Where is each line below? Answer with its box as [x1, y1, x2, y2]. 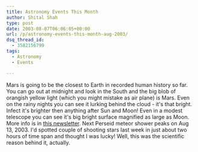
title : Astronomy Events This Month [6, 8, 98, 15]
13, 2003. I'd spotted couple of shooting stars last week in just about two [6, 126, 187, 133]
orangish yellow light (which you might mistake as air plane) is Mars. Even [6, 94, 190, 101]
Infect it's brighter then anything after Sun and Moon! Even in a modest [6, 107, 183, 114]
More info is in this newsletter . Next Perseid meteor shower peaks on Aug [6, 119, 189, 127]
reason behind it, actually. [6, 139, 71, 146]
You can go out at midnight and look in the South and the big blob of [6, 87, 176, 95]
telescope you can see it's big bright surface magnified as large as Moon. [6, 113, 190, 121]
